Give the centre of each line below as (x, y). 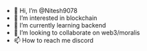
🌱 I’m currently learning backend (60, 25)
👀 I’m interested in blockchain (55, 18)
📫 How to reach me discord (54, 40)
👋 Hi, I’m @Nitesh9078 (45, 11)
